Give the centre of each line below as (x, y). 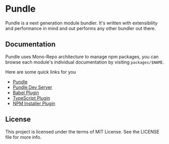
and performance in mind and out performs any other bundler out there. (81, 28)
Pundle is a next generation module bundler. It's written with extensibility (81, 23)
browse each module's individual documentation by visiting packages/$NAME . (85, 62)
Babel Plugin (26, 93)
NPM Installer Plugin (34, 103)
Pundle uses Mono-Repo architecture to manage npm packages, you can (82, 56)
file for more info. (23, 137)
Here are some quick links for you (41, 72)
